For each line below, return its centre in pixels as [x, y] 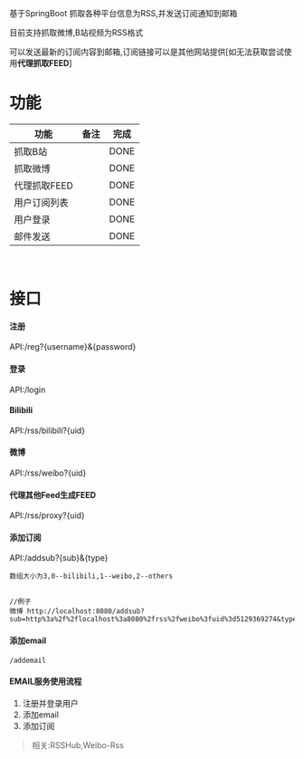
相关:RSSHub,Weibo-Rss [77, 745]
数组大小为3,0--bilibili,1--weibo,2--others [91, 576]
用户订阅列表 [42, 202]
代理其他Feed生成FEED [53, 495]
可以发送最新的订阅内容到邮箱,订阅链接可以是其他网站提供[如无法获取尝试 [147, 52]
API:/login [28, 389]
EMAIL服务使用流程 [46, 681]
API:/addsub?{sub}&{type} [59, 558]
